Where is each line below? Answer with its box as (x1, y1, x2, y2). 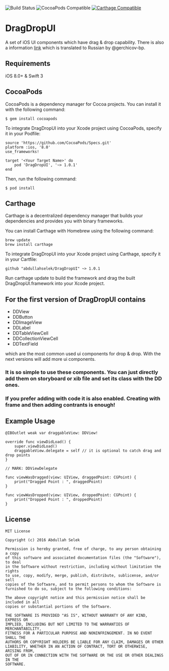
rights (5, 568, 19, 574)
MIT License (5, 529, 30, 534)
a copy (5, 550, 19, 556)
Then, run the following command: (5, 175, 77, 182)
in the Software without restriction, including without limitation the (5, 564, 161, 569)
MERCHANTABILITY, (5, 626, 42, 631)
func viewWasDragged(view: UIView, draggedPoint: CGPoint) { (5, 474, 137, 480)
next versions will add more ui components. (5, 356, 96, 362)
